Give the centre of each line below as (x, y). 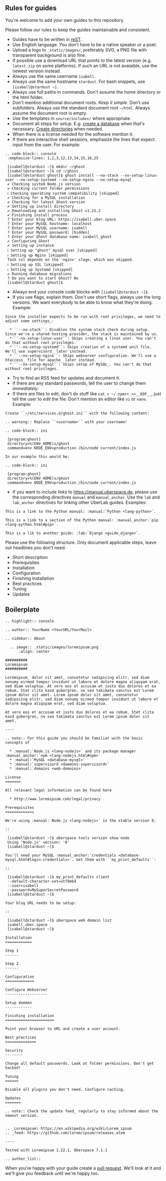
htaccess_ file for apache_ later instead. (51, 360)
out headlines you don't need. (36, 548)
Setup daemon (19, 1003)
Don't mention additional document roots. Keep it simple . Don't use (81, 102)
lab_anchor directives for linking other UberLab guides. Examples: (80, 502)
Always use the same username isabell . (54, 76)
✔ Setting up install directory (41, 206)
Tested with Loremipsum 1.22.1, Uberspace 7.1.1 (56, 1150)
